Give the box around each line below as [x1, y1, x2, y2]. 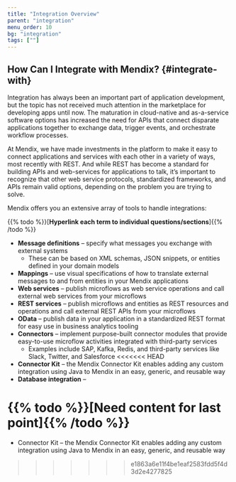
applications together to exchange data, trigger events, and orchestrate [7, 123, 216, 132]
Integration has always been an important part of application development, [7, 93, 225, 102]
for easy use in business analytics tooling [17, 321, 139, 331]
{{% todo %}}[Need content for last [7, 400, 221, 416]
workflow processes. [7, 131, 69, 139]
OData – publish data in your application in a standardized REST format [17, 314, 225, 323]
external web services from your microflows [17, 291, 147, 300]
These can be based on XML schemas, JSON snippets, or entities [28, 254, 220, 262]
